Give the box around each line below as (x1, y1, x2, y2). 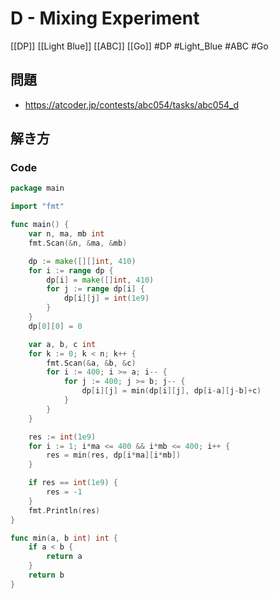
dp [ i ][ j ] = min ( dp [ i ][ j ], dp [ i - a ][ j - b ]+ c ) (81, 386, 262, 396)
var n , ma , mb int (28, 229, 105, 239)
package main (10, 183, 65, 194)
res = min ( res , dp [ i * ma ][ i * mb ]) (46, 450, 182, 461)
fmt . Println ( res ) (28, 505, 101, 516)
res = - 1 (46, 487, 83, 497)
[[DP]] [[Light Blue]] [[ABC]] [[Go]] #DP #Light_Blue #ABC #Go (10, 40, 269, 52)
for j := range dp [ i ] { (46, 284, 145, 294)
